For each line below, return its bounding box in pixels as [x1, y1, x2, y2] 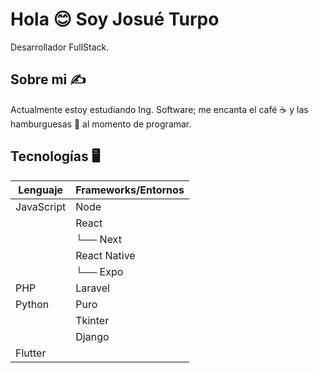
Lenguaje [18, 183, 64, 197]
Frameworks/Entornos [75, 183, 185, 197]
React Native [75, 248, 136, 262]
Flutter [15, 346, 47, 360]
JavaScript [15, 199, 67, 213]
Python [15, 297, 50, 311]
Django [75, 329, 110, 343]
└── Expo [75, 264, 124, 278]
